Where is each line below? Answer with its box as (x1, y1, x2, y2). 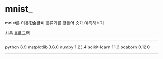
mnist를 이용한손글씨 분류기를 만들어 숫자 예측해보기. (5, 20, 106, 25)
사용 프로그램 (5, 30, 30, 35)
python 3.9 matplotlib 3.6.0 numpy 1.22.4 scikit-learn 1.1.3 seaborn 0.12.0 (5, 44, 150, 50)
